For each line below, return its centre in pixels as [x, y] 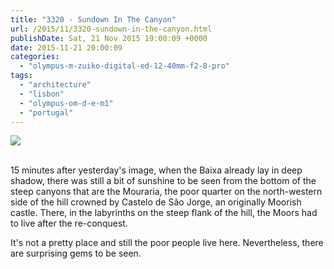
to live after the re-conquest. [69, 223]
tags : [21, 76]
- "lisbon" [42, 94]
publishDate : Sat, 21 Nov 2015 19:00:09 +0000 [109, 38]
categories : [35, 57]
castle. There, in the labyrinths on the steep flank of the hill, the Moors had [164, 213]
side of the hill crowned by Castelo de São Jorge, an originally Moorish [156, 202]
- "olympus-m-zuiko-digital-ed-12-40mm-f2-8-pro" [124, 66]
